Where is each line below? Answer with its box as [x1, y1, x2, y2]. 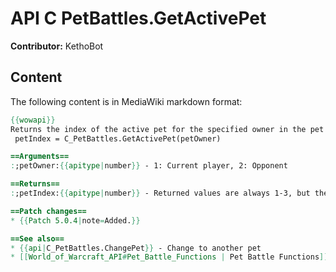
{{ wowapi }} [10, 115, 56, 125]
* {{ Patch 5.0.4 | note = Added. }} [10, 215, 141, 226]
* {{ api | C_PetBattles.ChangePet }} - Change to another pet [10, 243, 262, 253]
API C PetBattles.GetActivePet [10, 7, 267, 30]
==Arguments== [10, 152, 70, 162]
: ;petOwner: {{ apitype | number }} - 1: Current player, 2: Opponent [10, 161, 288, 171]
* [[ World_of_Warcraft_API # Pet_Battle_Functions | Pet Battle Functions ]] [10, 252, 329, 262]
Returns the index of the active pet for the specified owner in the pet [10, 124, 325, 134]
